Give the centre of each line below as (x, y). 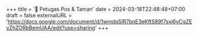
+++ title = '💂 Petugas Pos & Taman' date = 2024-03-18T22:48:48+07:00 (96, 9)
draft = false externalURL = (39, 15)
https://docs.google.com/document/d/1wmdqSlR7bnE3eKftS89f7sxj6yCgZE (100, 21)
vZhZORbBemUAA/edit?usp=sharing (51, 28)
